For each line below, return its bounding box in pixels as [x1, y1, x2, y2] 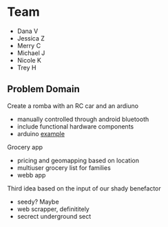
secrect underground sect [17, 212, 92, 220]
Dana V [17, 27, 39, 35]
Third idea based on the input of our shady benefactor [7, 184, 162, 193]
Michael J [17, 49, 45, 57]
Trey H [17, 63, 36, 72]
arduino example [17, 129, 65, 138]
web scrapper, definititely [17, 204, 90, 213]
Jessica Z [17, 34, 45, 42]
